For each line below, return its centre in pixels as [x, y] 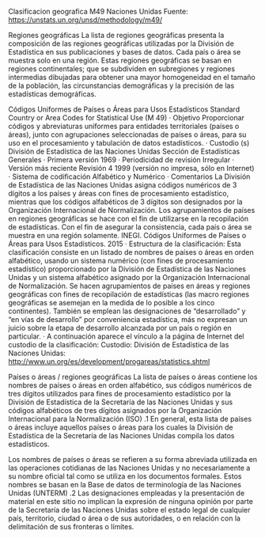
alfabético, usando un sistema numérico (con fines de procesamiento [121, 261]
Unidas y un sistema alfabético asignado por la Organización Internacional [129, 277]
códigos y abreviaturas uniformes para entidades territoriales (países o [124, 126]
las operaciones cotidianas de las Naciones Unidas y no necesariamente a [129, 468]
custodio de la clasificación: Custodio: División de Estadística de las [119, 345]
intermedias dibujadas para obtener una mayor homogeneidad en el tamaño [132, 77]
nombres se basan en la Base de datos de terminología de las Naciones [125, 485]
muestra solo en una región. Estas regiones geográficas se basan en [120, 60]
